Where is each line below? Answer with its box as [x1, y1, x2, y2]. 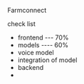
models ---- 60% [17, 41, 69, 49]
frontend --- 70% [17, 33, 69, 42]
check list [7, 20, 36, 28]
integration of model [17, 56, 78, 64]
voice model [17, 49, 55, 56]
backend [17, 64, 44, 71]
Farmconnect [7, 6, 47, 14]
